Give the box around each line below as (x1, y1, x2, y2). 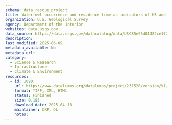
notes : (14, 112, 29, 117)
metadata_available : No (5, 45, 56, 51)
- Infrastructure (10, 64, 47, 69)
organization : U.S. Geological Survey (5, 17, 88, 22)
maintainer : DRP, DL (14, 107, 58, 112)
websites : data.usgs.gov (5, 27, 58, 32)
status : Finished (14, 93, 52, 98)
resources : (5, 74, 29, 79)
